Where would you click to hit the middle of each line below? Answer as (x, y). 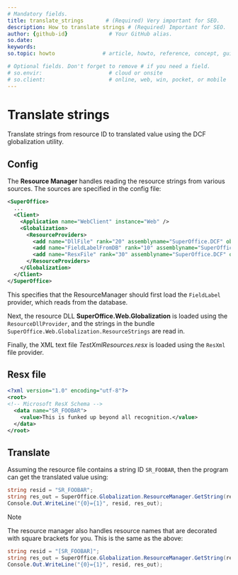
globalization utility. (36, 142)
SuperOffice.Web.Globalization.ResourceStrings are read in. (96, 331)
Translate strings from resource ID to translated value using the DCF (107, 134)
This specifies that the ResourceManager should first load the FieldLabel (114, 295)
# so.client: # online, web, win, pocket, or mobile (117, 80)
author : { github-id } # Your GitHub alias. (90, 34)
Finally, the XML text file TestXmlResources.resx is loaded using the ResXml (116, 344)
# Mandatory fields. (38, 14)
